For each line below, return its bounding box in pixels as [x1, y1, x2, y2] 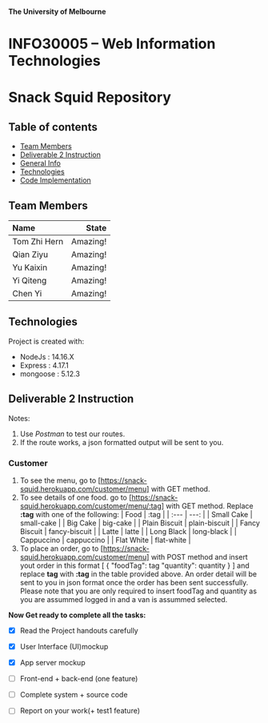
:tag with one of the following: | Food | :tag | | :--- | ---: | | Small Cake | [19, 509, 254, 519]
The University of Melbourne [8, 7, 106, 16]
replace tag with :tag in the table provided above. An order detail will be [19, 568, 258, 579]
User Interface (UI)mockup [19, 641, 109, 651]
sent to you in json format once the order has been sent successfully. [19, 577, 249, 587]
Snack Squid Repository [8, 88, 172, 106]
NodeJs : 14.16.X [19, 351, 74, 361]
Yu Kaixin [12, 262, 48, 273]
